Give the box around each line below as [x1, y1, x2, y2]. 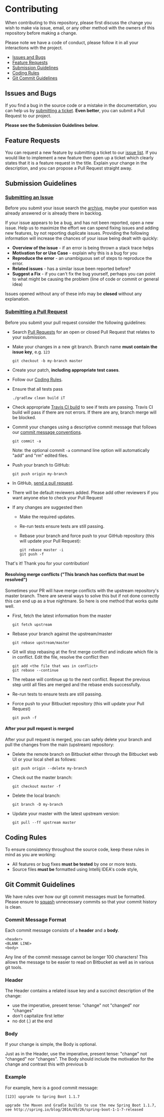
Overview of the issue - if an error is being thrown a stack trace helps [12, 245, 154, 251]
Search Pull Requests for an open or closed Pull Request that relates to [12, 329, 155, 335]
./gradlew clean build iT [12, 396, 65, 400]
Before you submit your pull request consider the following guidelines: [5, 320, 147, 325]
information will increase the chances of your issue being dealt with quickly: [5, 235, 159, 241]
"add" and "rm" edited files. [12, 452, 69, 458]
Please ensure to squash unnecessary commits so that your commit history [5, 898, 157, 905]
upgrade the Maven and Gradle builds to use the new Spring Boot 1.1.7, [5, 1103, 157, 1108]
